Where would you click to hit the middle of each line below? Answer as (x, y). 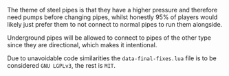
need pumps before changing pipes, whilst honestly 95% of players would (112, 17)
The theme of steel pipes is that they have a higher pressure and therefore (112, 10)
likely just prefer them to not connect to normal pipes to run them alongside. (115, 24)
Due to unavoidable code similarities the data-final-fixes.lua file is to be (112, 58)
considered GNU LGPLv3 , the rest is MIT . (61, 65)
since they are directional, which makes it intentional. (82, 45)
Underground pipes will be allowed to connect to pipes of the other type (109, 38)
